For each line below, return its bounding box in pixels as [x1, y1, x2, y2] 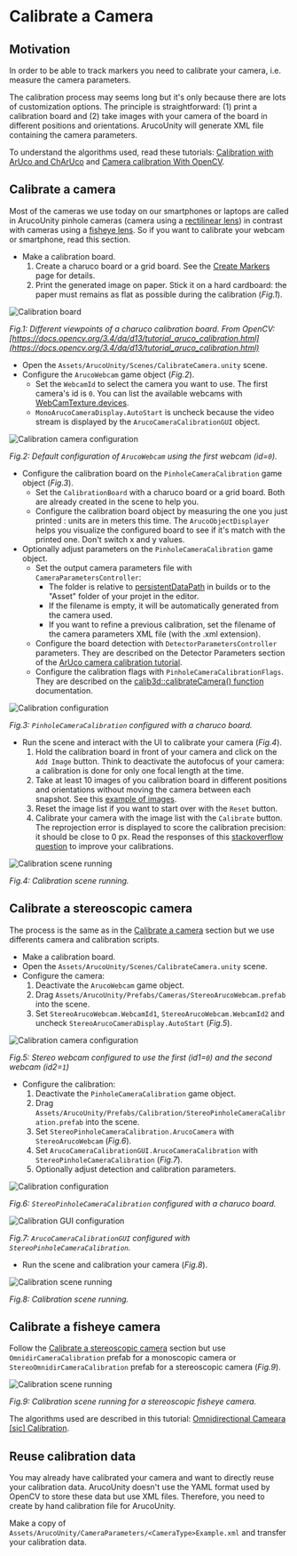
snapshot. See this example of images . [35, 793, 177, 804]
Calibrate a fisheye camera [9, 1319, 161, 1335]
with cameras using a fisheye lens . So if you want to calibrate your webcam [9, 224, 285, 235]
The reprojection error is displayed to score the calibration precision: [35, 822, 286, 832]
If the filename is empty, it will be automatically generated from [48, 600, 279, 611]
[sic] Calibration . [9, 1423, 70, 1433]
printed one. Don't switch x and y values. [35, 533, 185, 544]
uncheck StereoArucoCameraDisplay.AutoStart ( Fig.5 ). [35, 1017, 233, 1028]
